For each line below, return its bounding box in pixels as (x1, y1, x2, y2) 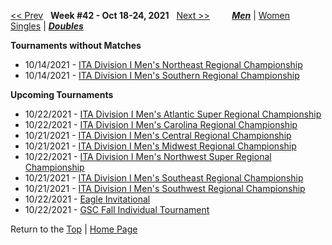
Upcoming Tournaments (10, 89, 114, 100)
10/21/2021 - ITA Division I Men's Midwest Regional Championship (24, 140, 297, 152)
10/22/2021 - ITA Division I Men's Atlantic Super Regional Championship (24, 108, 322, 120)
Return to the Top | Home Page (10, 223, 138, 235)
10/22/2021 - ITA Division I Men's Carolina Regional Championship (24, 119, 298, 130)
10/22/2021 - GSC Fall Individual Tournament (24, 204, 210, 215)
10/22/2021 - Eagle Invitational (24, 193, 151, 205)
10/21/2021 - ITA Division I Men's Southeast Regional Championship (24, 172, 304, 184)
